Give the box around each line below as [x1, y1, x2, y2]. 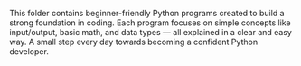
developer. [9, 46, 50, 57]
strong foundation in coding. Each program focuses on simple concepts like [9, 17, 291, 28]
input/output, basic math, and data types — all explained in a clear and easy [9, 27, 292, 37]
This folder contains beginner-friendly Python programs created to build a [9, 8, 285, 18]
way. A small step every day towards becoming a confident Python [9, 36, 259, 47]
